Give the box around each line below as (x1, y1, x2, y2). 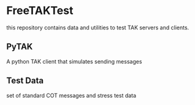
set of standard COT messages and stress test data (6, 92, 137, 99)
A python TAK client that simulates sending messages (6, 57, 142, 65)
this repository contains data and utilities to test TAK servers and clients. (6, 24, 189, 31)
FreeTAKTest (6, 4, 74, 18)
